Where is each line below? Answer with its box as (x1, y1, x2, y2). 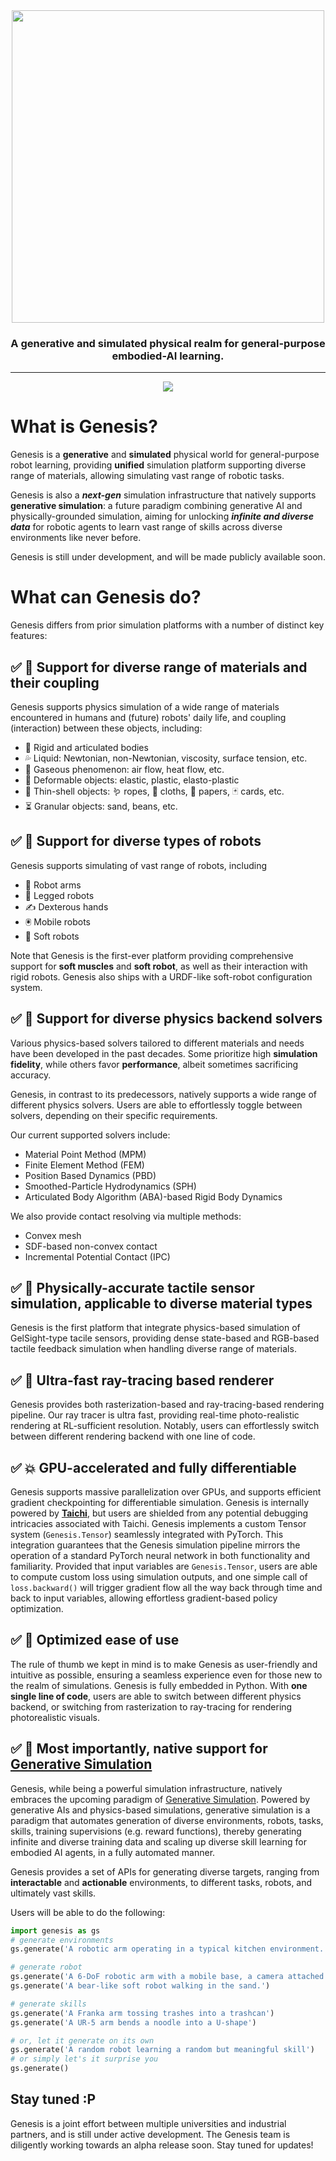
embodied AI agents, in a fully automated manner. (10, 1846, 216, 1858)
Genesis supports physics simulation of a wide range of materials (10, 700, 280, 713)
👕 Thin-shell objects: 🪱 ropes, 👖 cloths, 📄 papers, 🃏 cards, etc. (24, 785, 285, 797)
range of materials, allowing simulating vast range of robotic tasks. (10, 470, 285, 482)
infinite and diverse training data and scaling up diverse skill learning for (10, 1835, 307, 1848)
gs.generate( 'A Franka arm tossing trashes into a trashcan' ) (10, 2008, 275, 2018)
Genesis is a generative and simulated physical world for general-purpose (10, 449, 320, 461)
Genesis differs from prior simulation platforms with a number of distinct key (10, 619, 325, 631)
